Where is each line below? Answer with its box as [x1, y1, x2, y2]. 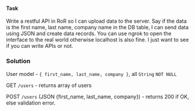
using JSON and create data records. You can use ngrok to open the [6, 30, 172, 37]
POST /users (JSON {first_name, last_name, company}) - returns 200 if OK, [6, 93, 189, 100]
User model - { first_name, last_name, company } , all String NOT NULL [6, 70, 177, 77]
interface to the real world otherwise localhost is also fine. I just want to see [6, 36, 189, 43]
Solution [6, 57, 31, 65]
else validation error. [6, 99, 56, 106]
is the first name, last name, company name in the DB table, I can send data [6, 24, 189, 31]
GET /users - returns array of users [6, 82, 92, 89]
